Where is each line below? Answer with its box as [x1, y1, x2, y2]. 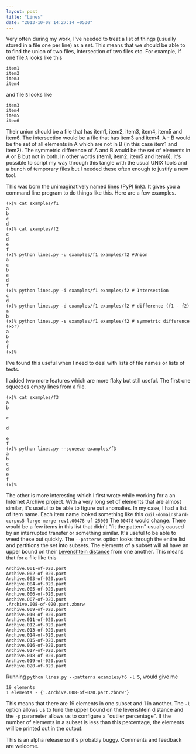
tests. [6, 366, 19, 373]
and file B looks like [6, 91, 53, 98]
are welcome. [6, 742, 39, 750]
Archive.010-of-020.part [6, 612, 67, 618]
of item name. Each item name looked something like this [6, 511, 143, 518]
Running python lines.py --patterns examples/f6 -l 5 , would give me [6, 673, 178, 680]
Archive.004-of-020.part [6, 581, 67, 587]
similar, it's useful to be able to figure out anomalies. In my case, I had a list [6, 504, 187, 511]
